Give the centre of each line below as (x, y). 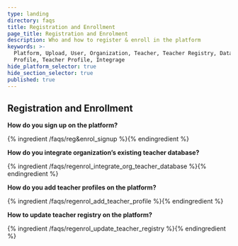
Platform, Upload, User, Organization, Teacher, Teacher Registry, (115, 54)
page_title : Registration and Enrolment (68, 34)
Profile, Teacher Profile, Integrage (69, 60)
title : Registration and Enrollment (61, 27)
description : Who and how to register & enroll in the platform (104, 40)
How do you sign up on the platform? (63, 125)
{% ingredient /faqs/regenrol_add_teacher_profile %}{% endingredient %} (115, 201)
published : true (31, 80)
